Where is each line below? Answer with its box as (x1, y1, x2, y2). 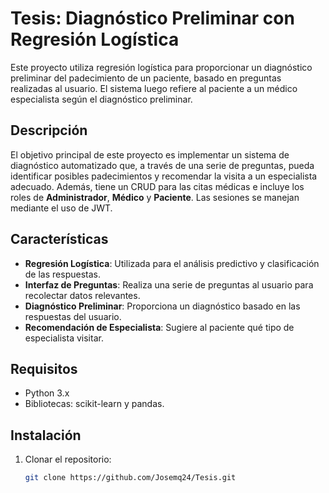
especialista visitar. (24, 332, 104, 344)
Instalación (10, 427, 82, 444)
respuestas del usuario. (24, 310, 122, 322)
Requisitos (10, 360, 78, 377)
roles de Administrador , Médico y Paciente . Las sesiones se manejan (10, 191, 300, 203)
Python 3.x (24, 387, 70, 399)
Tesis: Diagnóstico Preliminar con (10, 7, 295, 30)
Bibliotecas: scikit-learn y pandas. (24, 398, 165, 410)
